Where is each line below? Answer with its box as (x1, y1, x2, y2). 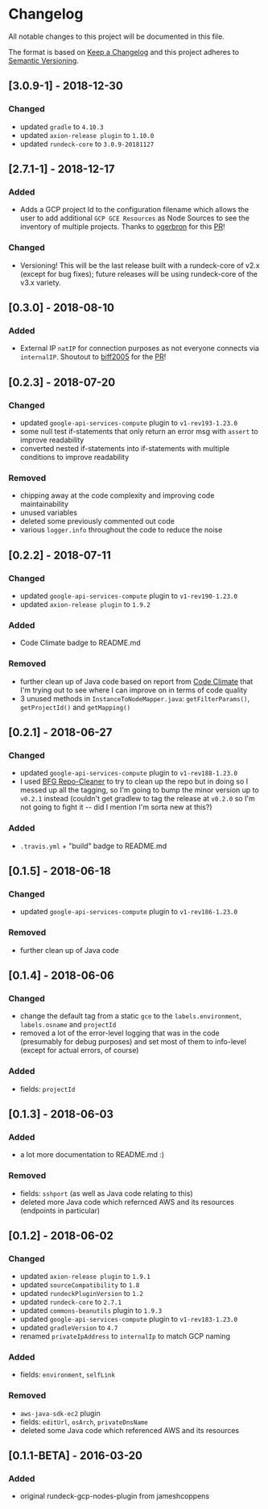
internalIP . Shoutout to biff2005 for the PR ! (19, 352, 167, 362)
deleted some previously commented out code (19, 516, 175, 526)
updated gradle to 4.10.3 (19, 122, 104, 132)
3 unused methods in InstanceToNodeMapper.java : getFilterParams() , (19, 693, 250, 703)
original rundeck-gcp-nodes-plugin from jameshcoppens (19, 1491, 210, 1501)
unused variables (19, 508, 78, 517)
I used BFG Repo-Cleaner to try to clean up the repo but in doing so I (19, 776, 249, 787)
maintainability (19, 500, 69, 509)
